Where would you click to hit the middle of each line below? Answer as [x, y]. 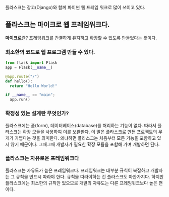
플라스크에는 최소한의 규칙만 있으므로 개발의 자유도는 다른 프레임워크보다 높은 [81, 183]
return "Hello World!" [34, 86]
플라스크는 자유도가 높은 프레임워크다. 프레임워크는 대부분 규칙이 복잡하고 [77, 170]
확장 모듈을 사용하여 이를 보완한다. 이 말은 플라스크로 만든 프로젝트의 [90, 132]
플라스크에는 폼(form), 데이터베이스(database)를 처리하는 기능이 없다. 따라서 [81, 125]
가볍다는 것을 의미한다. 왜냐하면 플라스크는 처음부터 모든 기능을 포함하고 [85, 138]
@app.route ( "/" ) [22, 76]
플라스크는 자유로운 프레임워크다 [42, 158]
